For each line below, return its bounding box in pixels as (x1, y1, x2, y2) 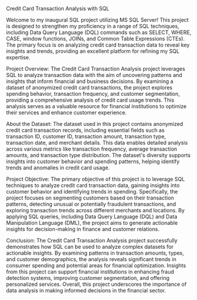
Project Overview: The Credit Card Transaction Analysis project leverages (6, 65, 186, 72)
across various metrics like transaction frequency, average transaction (6, 145, 178, 152)
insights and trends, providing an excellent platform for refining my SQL (6, 48, 180, 55)
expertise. (6, 54, 31, 61)
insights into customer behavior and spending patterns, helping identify (6, 158, 180, 165)
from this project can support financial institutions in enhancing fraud (6, 268, 175, 275)
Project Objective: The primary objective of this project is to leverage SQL (6, 176, 185, 182)
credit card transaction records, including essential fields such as (6, 126, 165, 134)
